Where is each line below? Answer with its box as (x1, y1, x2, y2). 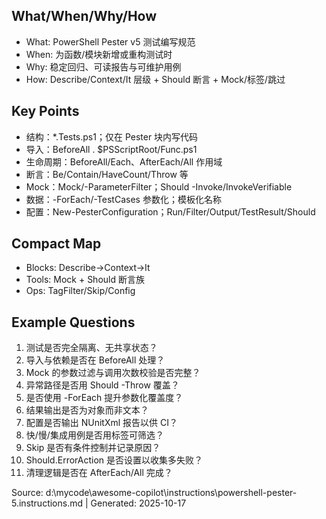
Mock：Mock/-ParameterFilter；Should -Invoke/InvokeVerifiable (25, 180, 293, 193)
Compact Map (11, 235, 102, 253)
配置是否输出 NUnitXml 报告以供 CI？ (25, 417, 179, 429)
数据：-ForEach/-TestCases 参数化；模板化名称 (25, 193, 222, 205)
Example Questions (11, 314, 136, 331)
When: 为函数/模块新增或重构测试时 (25, 48, 173, 60)
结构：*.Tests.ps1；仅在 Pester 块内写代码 (25, 130, 199, 143)
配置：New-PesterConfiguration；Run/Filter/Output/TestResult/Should (25, 205, 316, 218)
